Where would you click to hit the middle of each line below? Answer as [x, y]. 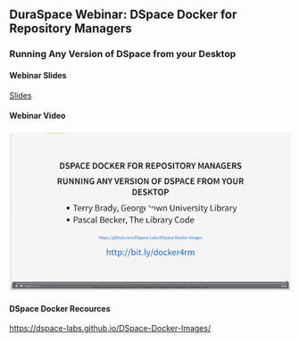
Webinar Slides [38, 75]
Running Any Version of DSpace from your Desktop [123, 54]
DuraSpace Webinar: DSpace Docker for [123, 15]
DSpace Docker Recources [60, 308]
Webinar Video [37, 116]
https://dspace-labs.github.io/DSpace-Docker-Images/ [110, 329]
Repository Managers [71, 29]
